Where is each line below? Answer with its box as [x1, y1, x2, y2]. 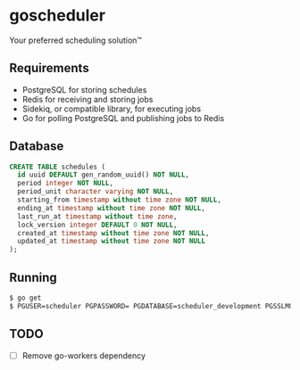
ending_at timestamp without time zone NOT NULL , [17, 203, 205, 212]
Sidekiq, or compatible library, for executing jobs [21, 103, 202, 114]
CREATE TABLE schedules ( [9, 162, 105, 171]
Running [9, 269, 58, 285]
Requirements [9, 61, 89, 76]
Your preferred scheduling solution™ [9, 35, 143, 45]
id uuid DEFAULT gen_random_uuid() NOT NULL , [17, 170, 190, 179]
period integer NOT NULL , [17, 179, 114, 188]
